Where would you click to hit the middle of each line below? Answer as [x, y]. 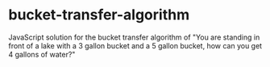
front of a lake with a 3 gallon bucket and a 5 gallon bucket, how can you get [135, 45]
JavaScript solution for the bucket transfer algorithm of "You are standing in [134, 37]
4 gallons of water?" [42, 54]
